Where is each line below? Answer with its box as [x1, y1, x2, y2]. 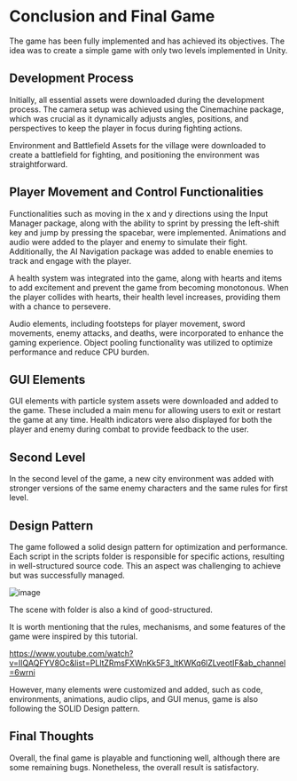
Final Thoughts [9, 729, 95, 744]
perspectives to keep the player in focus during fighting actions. [9, 123, 243, 133]
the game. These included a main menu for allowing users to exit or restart [9, 405, 281, 416]
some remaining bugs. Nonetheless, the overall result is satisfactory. [9, 761, 260, 772]
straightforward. [9, 158, 68, 170]
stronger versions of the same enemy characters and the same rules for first [9, 482, 288, 494]
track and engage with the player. [9, 255, 131, 266]
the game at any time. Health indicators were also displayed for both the [9, 415, 273, 426]
